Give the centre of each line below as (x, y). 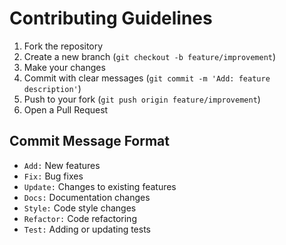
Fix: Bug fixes (53, 176)
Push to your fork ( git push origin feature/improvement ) (142, 99)
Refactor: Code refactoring (80, 218)
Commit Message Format (89, 141)
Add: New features (62, 165)
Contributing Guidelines (111, 18)
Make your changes (64, 67)
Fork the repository (63, 46)
